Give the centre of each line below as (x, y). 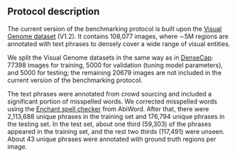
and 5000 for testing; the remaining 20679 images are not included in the (115, 72)
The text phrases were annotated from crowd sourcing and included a (109, 94)
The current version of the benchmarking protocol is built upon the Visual (115, 28)
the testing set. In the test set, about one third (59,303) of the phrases (109, 124)
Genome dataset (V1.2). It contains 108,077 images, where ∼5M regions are (118, 36)
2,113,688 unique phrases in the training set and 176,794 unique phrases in (116, 116)
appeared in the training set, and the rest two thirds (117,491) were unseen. (116, 131)
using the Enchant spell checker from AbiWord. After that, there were (108, 108)
